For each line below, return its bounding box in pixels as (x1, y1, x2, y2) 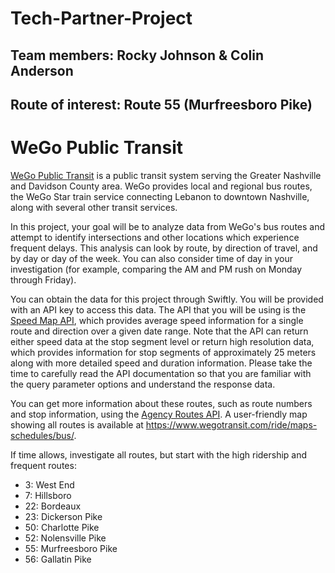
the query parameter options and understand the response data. (10, 378, 276, 390)
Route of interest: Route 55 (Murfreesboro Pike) (10, 96, 313, 113)
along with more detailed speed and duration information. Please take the (10, 357, 313, 369)
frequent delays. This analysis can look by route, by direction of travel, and (10, 242, 318, 254)
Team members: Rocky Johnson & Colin (10, 47, 264, 64)
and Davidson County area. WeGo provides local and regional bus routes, (10, 180, 313, 192)
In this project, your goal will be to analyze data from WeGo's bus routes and (10, 220, 326, 232)
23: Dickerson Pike (24, 510, 103, 522)
